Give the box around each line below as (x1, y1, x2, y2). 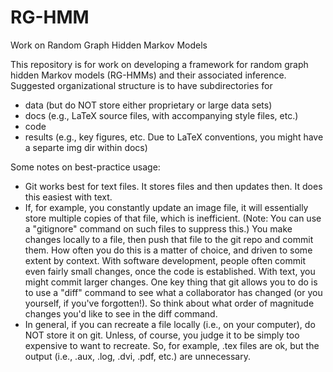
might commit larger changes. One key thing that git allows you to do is (24, 276, 318, 288)
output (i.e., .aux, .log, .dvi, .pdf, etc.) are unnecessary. (24, 350, 251, 362)
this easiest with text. (24, 191, 113, 203)
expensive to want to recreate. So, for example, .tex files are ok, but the (24, 339, 320, 351)
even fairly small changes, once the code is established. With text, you (24, 265, 316, 277)
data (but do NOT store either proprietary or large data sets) (24, 99, 273, 111)
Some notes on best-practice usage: (10, 161, 161, 173)
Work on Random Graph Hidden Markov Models (10, 39, 208, 51)
